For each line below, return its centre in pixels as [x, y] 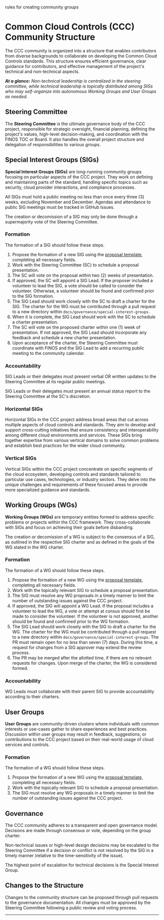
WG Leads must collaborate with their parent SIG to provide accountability [80, 692]
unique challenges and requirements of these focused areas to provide [76, 484]
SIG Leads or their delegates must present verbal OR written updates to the [81, 376]
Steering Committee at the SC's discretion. [48, 396]
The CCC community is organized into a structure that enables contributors [81, 50]
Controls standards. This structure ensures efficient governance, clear [76, 61]
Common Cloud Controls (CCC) [70, 27]
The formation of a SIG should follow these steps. [55, 245]
